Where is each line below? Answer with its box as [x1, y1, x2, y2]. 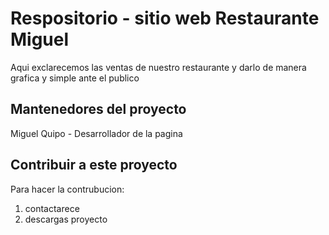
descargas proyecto [24, 213, 108, 225]
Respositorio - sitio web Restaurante [10, 7, 320, 30]
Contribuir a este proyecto [10, 157, 178, 174]
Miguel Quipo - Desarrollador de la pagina [10, 127, 183, 139]
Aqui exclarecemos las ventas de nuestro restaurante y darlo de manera [10, 61, 307, 73]
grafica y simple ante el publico [10, 72, 140, 84]
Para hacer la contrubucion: [10, 183, 125, 195]
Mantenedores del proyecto [10, 101, 187, 118]
